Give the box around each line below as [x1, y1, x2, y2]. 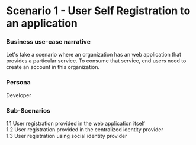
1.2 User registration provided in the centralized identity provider [6, 126, 164, 133]
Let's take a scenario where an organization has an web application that [6, 51, 182, 58]
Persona [6, 78, 31, 87]
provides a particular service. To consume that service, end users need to [6, 57, 187, 64]
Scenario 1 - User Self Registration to [6, 4, 191, 18]
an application [6, 17, 78, 30]
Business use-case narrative [6, 38, 91, 46]
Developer [6, 91, 31, 98]
